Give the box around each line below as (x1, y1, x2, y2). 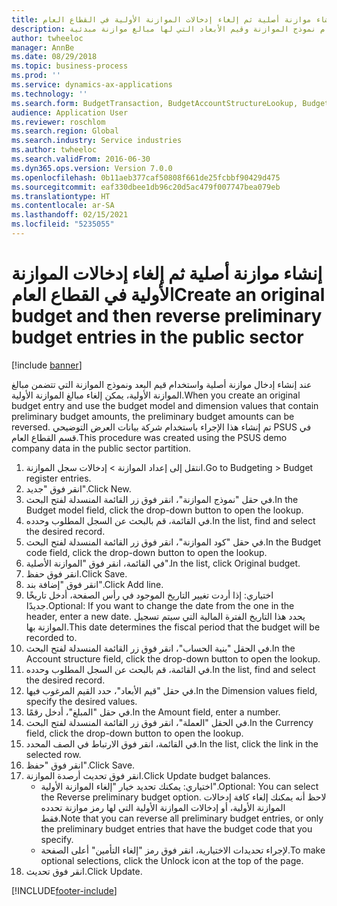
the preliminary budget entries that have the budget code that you (40, 822, 313, 835)
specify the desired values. (25, 695, 138, 707)
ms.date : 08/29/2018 (11, 52, 98, 62)
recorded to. (25, 631, 78, 643)
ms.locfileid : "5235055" (11, 219, 115, 230)
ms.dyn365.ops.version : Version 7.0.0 (11, 163, 173, 173)
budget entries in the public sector (11, 326, 304, 349)
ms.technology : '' (11, 89, 88, 99)
